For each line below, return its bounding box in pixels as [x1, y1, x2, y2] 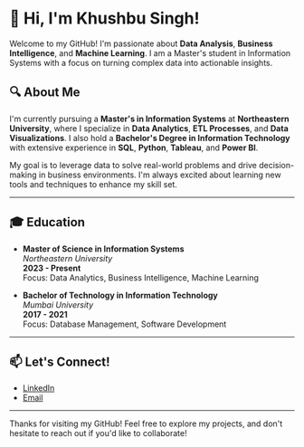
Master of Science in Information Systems [22, 243, 185, 254]
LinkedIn [22, 383, 55, 394]
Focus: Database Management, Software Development [22, 319, 227, 329]
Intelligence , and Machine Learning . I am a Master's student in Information [9, 47, 291, 58]
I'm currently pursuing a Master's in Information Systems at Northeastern [9, 113, 290, 124]
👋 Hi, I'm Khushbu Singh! [9, 8, 200, 29]
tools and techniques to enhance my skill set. [9, 178, 178, 189]
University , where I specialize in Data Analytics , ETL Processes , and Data [9, 122, 290, 134]
